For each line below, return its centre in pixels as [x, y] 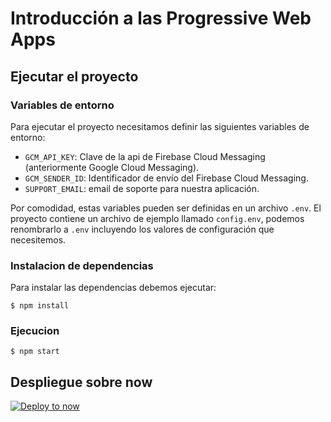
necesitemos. [38, 239]
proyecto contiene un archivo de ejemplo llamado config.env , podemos [157, 218]
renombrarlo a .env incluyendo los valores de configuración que [142, 229]
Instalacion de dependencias [82, 265]
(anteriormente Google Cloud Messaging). [112, 167]
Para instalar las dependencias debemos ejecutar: [113, 288]
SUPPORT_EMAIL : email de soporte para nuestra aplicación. [142, 188]
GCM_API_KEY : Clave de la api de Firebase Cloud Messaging [145, 156]
